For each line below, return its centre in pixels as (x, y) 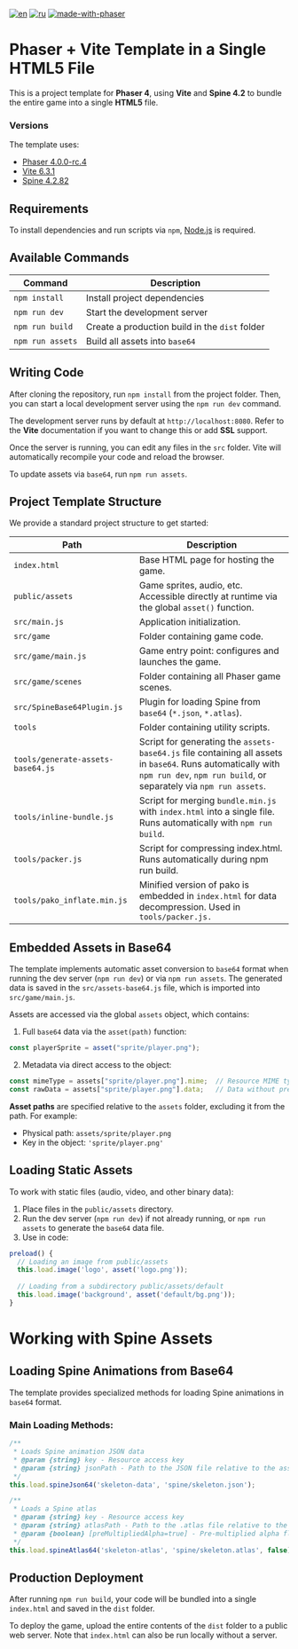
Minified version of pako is (194, 885)
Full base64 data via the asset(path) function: (104, 1032)
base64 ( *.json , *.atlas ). (190, 713)
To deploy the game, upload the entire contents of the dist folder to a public (149, 1626)
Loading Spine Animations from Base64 (122, 1371)
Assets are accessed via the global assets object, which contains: (129, 1014)
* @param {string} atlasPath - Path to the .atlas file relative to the (150, 1526)
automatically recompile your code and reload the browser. (117, 456)
